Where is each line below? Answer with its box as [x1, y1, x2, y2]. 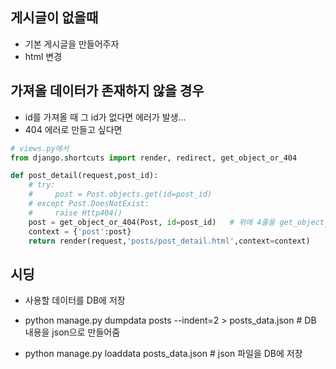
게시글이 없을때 [10, 9, 99, 27]
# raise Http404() [28, 208, 123, 218]
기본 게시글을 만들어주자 [24, 38, 120, 50]
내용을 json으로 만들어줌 [24, 326, 121, 338]
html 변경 [24, 50, 63, 62]
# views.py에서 [10, 143, 70, 153]
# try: [28, 180, 56, 190]
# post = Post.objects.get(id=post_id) [28, 189, 213, 200]
